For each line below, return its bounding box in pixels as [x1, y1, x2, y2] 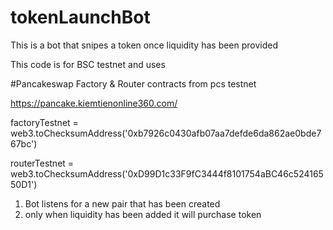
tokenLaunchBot [10, 6, 151, 29]
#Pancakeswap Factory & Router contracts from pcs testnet [10, 77, 257, 90]
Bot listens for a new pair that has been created [24, 197, 221, 210]
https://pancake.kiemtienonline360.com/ [10, 97, 178, 109]
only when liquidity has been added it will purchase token [24, 208, 262, 220]
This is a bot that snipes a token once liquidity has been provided [10, 39, 279, 51]
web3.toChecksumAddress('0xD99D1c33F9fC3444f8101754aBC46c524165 [10, 167, 324, 180]
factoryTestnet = [10, 116, 79, 128]
